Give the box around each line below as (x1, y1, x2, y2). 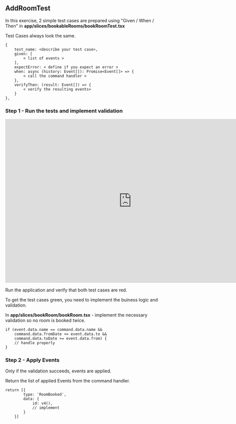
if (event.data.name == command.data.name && (5, 327, 102, 332)
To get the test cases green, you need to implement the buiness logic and (5, 297, 158, 303)
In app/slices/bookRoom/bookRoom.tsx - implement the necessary (5, 312, 148, 318)
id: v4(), (32, 401, 53, 406)
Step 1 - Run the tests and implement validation (5, 107, 123, 114)
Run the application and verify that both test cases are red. (5, 287, 128, 293)
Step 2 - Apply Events (5, 357, 60, 364)
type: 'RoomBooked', (23, 392, 67, 397)
